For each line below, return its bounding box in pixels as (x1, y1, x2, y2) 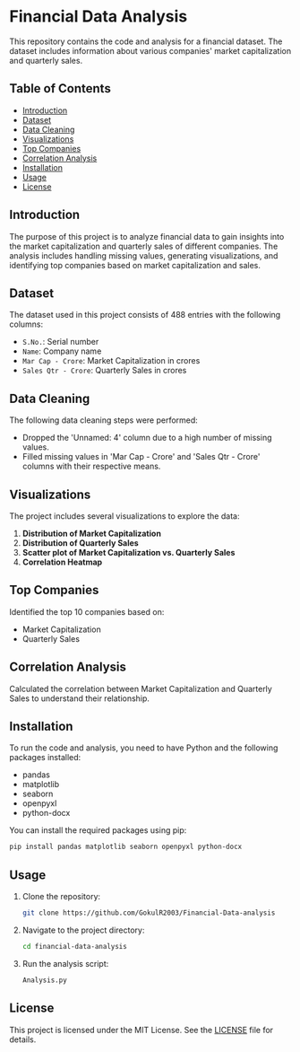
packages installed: (9, 752, 81, 763)
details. (9, 1034, 37, 1045)
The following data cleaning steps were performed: (9, 415, 199, 425)
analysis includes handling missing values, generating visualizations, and (9, 250, 279, 261)
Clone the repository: (21, 891, 101, 902)
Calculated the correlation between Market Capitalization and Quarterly (9, 683, 273, 694)
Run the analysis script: (21, 958, 109, 969)
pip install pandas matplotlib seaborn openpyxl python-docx (9, 842, 243, 852)
